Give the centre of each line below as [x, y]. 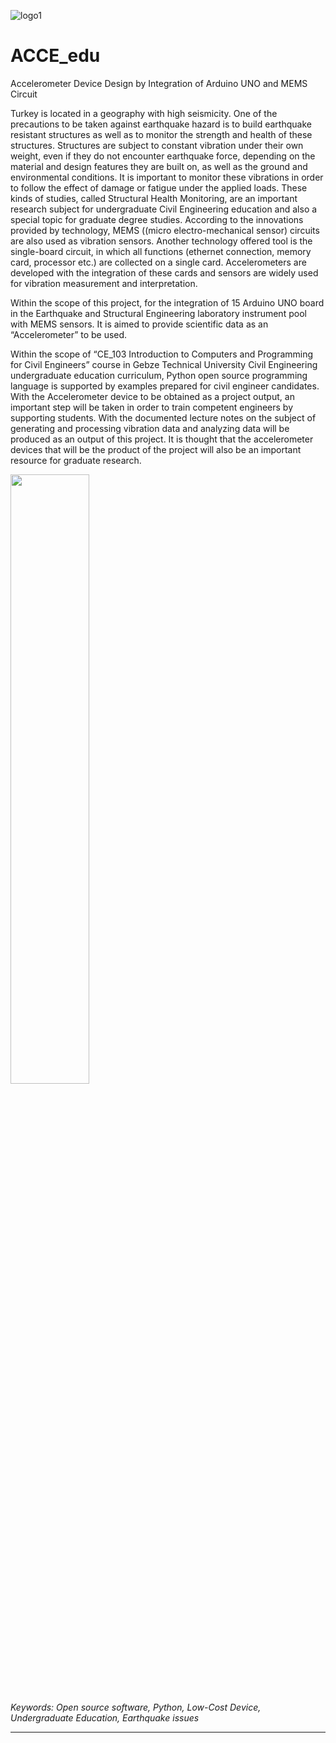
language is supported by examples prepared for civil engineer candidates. [165, 386]
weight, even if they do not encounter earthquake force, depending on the [163, 156]
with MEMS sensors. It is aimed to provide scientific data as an [139, 324]
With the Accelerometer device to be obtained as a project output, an [152, 396]
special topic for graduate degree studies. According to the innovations [157, 219]
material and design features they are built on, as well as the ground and [159, 166]
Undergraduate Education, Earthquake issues [105, 1717]
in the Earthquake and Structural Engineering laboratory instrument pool [158, 313]
